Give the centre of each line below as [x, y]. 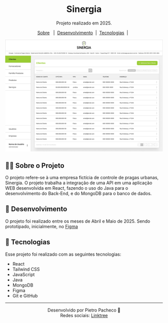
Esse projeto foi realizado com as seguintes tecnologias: [63, 254]
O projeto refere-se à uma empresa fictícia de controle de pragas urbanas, [82, 178]
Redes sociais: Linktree [84, 315]
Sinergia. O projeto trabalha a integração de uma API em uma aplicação [79, 183]
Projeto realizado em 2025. [84, 23]
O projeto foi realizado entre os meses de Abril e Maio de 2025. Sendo [78, 221]
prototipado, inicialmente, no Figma [42, 226]
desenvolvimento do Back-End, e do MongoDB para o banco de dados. [78, 194]
